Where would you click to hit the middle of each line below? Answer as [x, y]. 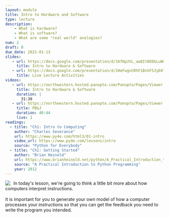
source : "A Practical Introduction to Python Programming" [77, 164]
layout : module [21, 10]
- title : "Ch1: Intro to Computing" [48, 127]
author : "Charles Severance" [45, 131]
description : [19, 24]
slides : [13, 57]
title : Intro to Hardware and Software [47, 15]
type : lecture [20, 19]
